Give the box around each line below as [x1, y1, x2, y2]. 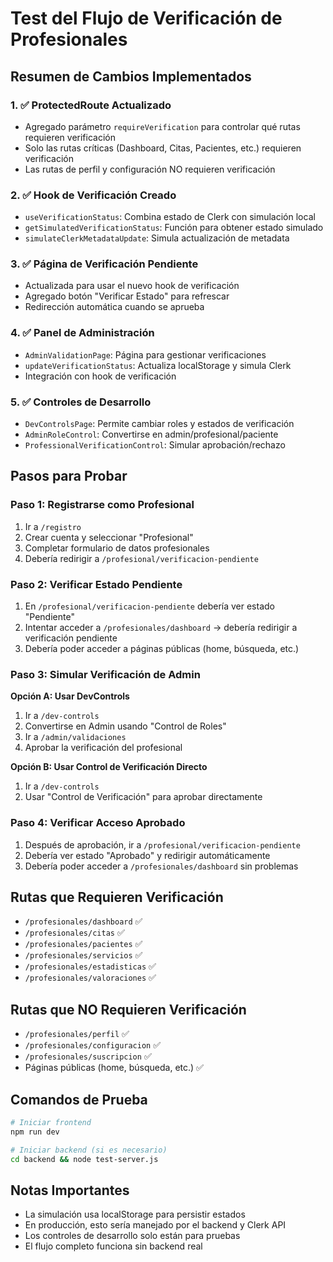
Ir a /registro [24, 520, 82, 532]
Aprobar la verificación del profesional [24, 742, 183, 754]
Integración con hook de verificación [24, 370, 177, 382]
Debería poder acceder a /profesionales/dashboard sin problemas [24, 860, 299, 872]
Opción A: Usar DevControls [10, 690, 130, 702]
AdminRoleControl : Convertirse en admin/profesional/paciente [24, 428, 279, 441]
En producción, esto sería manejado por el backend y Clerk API [24, 1219, 287, 1231]
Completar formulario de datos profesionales [24, 542, 210, 554]
